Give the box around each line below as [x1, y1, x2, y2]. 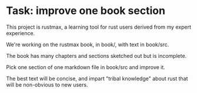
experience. [6, 29, 35, 36]
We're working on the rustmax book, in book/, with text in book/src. [6, 41, 169, 48]
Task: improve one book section [6, 4, 166, 18]
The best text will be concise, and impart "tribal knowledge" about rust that [6, 75, 188, 82]
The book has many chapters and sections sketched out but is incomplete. [6, 52, 187, 59]
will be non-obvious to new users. [6, 81, 88, 88]
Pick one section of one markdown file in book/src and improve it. [6, 63, 166, 71]
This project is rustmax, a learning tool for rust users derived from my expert [6, 23, 191, 30]
